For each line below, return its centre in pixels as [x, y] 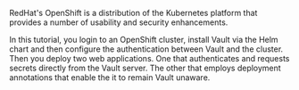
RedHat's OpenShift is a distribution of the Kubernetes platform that [133, 13]
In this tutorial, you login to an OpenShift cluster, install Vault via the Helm [144, 40]
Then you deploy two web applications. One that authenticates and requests [149, 58]
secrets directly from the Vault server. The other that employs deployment [145, 68]
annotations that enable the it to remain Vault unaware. [110, 78]
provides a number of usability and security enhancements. [119, 22]
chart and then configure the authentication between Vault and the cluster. [146, 49]
